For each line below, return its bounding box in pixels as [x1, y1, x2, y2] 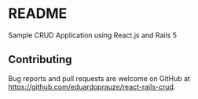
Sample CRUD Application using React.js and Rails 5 [8, 30, 178, 40]
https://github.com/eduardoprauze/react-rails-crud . [8, 82, 176, 91]
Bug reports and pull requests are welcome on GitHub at [8, 73, 191, 83]
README [8, 5, 68, 23]
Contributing [8, 53, 72, 66]
